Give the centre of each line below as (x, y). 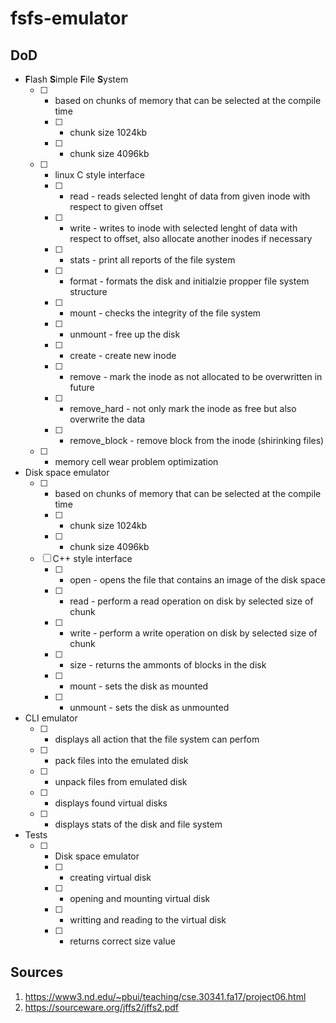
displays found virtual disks (111, 803)
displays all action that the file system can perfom (157, 739)
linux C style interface (99, 175)
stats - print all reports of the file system (152, 260)
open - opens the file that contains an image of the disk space (197, 580)
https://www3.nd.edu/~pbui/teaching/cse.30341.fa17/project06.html (165, 996)
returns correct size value (122, 941)
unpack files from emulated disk (121, 781)
